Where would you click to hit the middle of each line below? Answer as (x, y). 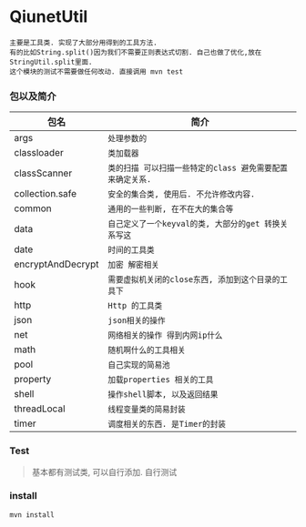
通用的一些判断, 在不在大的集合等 (171, 209)
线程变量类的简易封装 (147, 410)
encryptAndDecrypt (56, 264)
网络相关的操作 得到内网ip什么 (165, 335)
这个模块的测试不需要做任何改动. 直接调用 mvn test (97, 71)
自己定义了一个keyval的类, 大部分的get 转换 (194, 224)
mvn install (32, 515)
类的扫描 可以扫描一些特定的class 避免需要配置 (198, 168)
